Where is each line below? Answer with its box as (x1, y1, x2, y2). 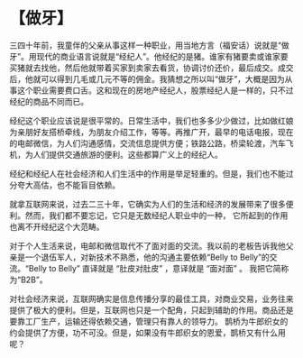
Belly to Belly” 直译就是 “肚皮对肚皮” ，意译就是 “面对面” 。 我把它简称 (28, 262, 289, 273)
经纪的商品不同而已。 (9, 96, 88, 106)
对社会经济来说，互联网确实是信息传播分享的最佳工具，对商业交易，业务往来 (9, 293, 294, 304)
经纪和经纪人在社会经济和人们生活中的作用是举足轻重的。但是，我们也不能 (9, 168, 286, 179)
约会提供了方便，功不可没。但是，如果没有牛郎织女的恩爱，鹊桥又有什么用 (9, 326, 286, 338)
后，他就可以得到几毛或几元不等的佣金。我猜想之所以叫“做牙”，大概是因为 (9, 73, 286, 84)
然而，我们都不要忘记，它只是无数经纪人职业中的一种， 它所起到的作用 (24, 209, 289, 221)
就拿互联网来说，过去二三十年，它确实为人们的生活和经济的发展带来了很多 (9, 198, 286, 209)
